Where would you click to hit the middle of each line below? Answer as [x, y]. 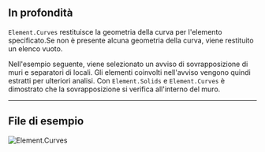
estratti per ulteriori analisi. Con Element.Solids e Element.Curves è [117, 80]
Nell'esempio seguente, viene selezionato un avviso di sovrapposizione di [128, 64]
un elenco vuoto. [35, 48]
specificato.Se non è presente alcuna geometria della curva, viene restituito [131, 40]
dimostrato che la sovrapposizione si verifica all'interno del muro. [114, 89]
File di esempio [46, 121]
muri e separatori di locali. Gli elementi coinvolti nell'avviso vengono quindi [129, 72]
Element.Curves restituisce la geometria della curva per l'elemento [115, 32]
